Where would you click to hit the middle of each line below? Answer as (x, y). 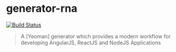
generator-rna (42, 9)
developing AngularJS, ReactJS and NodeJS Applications (91, 43)
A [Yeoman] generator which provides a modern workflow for (95, 36)
